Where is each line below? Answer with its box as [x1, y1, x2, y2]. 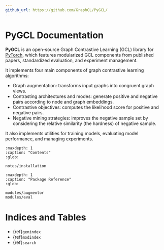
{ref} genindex [12, 228, 41, 235]
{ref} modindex [12, 234, 41, 240]
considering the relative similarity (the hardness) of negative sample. [12, 120, 156, 127]
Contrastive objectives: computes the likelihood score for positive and [12, 104, 159, 110]
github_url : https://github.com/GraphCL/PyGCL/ [5, 7, 108, 13]
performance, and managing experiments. [5, 136, 93, 142]
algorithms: [5, 72, 29, 79]
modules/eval [5, 194, 33, 199]
